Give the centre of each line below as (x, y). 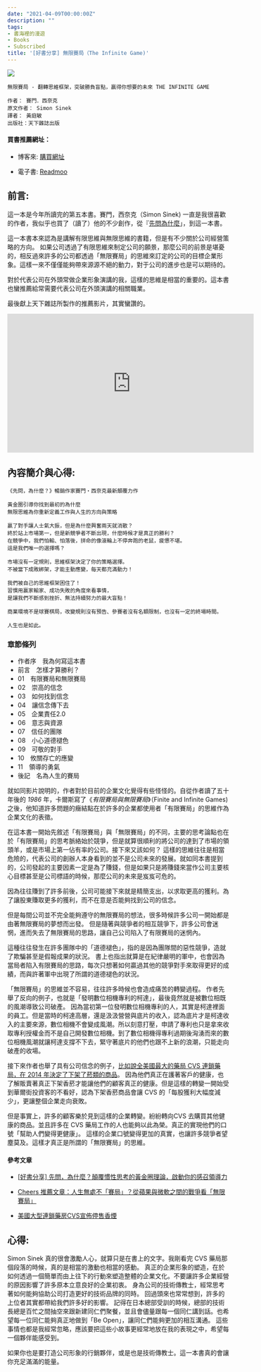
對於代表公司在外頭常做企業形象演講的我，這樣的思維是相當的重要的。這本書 (118, 279)
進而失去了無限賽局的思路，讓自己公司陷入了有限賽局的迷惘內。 (112, 933)
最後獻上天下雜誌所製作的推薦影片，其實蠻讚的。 (78, 303)
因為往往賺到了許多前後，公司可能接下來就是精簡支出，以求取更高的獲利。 (115, 891)
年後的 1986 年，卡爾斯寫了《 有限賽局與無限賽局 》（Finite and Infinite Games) (118, 799)
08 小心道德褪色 (43, 740)
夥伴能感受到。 (41, 1338)
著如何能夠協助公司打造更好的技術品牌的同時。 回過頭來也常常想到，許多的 (116, 1294)
